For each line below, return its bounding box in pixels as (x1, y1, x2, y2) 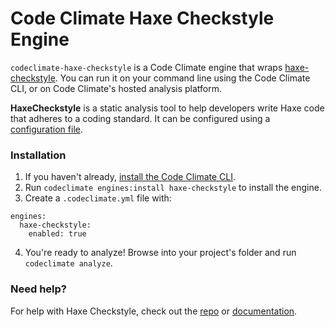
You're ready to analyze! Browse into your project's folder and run (24, 247, 297, 259)
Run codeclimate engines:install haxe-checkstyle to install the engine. (24, 182, 322, 194)
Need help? (10, 282, 67, 296)
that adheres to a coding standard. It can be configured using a (10, 112, 271, 124)
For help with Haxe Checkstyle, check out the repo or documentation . (10, 305, 298, 317)
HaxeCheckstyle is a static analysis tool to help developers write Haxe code (10, 102, 325, 114)
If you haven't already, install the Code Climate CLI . (24, 171, 237, 183)
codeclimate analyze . (24, 257, 113, 269)
